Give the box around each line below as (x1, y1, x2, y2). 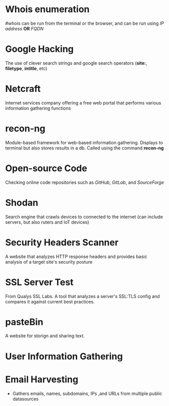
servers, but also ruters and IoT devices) (5, 219, 89, 225)
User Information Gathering (5, 350, 123, 362)
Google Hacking (5, 43, 74, 55)
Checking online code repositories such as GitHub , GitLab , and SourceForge (5, 179, 164, 185)
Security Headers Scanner (5, 236, 119, 248)
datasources (12, 395, 39, 402)
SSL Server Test (5, 276, 74, 288)
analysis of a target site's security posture (5, 259, 92, 265)
